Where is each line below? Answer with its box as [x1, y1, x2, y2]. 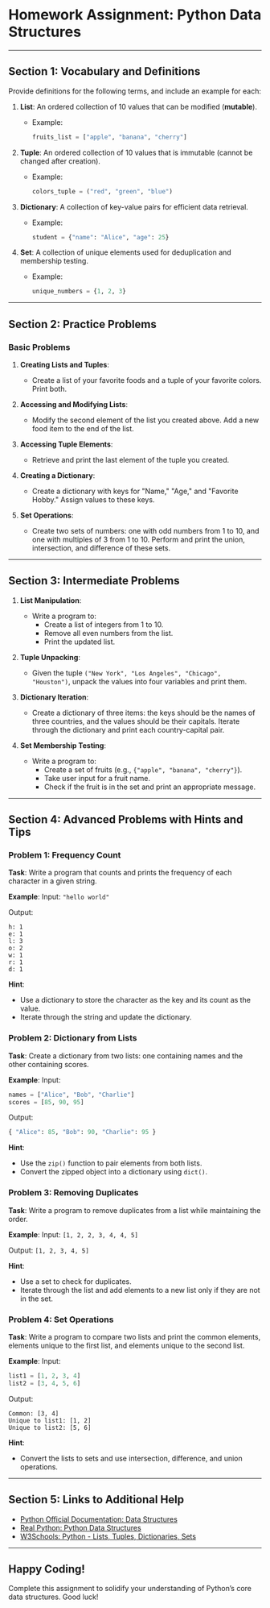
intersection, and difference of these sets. [31, 542, 171, 553]
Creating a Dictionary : [19, 470, 96, 480]
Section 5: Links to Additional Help [8, 1493, 185, 1506]
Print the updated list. [43, 637, 116, 646]
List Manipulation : [19, 595, 82, 605]
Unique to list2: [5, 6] [8, 1423, 92, 1431]
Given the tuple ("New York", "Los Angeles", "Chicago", [31, 667, 222, 678]
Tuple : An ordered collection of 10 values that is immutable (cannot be [19, 148, 253, 157]
